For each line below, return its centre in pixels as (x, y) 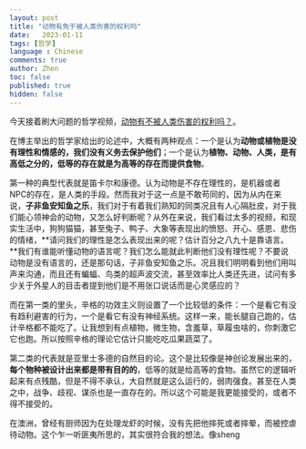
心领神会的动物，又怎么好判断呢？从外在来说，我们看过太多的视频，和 (157, 217)
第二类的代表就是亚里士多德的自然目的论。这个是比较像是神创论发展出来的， (153, 358)
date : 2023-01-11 (46, 35)
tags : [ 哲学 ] (33, 43)
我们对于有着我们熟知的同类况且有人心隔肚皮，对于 (193, 205)
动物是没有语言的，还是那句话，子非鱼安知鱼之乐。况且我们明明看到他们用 (149, 262)
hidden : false (36, 94)
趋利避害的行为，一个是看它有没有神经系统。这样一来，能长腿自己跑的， (153, 316)
